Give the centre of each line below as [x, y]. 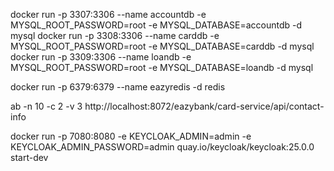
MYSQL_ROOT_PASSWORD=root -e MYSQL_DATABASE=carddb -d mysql [162, 46]
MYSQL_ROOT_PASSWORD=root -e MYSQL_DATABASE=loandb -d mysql [162, 67]
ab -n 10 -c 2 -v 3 [46, 106]
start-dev [29, 157]
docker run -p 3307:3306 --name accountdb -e [108, 14]
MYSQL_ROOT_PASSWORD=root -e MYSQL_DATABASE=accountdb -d [156, 25]
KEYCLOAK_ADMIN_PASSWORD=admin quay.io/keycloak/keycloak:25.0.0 [162, 147]
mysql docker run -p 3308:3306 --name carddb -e [115, 35]
